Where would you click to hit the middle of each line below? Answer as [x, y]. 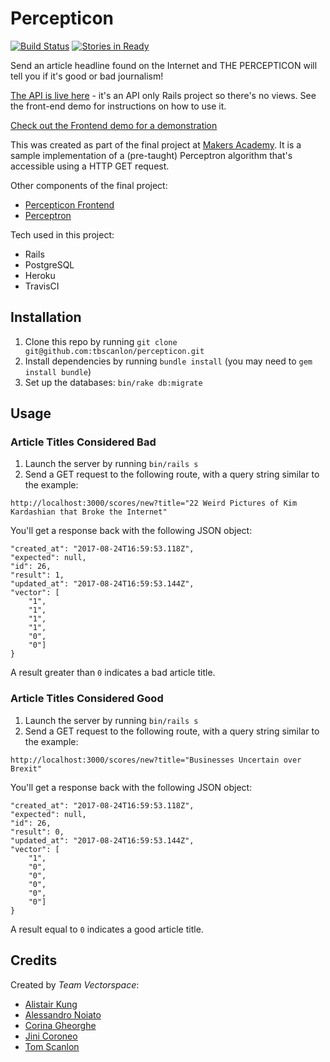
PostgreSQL [49, 264]
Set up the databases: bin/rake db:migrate [113, 382]
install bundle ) [58, 371]
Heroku [40, 275]
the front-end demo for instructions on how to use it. [118, 106]
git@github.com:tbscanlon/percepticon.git [114, 351]
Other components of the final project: [89, 185]
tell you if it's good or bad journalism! [87, 76]
